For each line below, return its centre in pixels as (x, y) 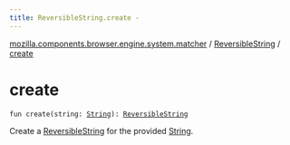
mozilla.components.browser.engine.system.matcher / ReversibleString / (145, 43)
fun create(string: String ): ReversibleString (99, 114)
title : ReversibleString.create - (75, 18)
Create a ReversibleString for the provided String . (101, 130)
